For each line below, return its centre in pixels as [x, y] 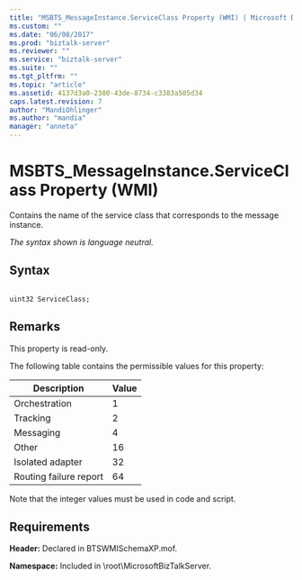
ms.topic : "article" [48, 85]
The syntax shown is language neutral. [82, 242]
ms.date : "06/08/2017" [52, 34]
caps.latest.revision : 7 [56, 101]
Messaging [37, 432]
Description [58, 388]
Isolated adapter [48, 462]
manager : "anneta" [44, 127]
